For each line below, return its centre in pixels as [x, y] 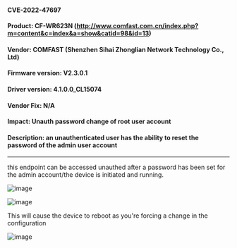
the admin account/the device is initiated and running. [86, 175]
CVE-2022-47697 [34, 10]
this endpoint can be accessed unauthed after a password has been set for [116, 167]
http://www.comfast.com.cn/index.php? [138, 26]
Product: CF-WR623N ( [42, 26]
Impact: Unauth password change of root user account [89, 122]
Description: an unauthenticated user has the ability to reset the [103, 137]
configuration [27, 223]
